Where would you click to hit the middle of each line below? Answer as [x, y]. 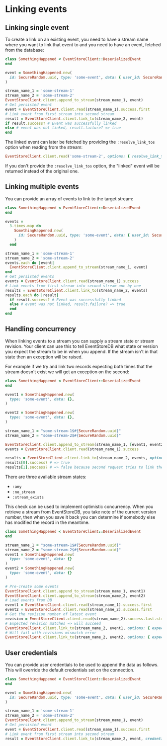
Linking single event [37, 28]
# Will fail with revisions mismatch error [51, 633]
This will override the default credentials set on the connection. [70, 670]
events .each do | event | [30, 263]
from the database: [25, 50]
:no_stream [24, 492]
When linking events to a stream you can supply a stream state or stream [80, 341]
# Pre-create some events [32, 586]
